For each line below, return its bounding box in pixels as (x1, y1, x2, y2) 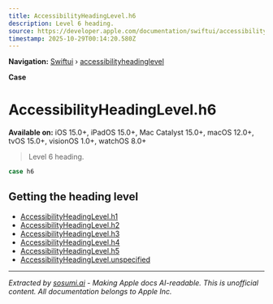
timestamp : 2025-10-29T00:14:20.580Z (8, 34, 136, 43)
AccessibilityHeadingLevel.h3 (19, 229, 120, 238)
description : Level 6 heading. (8, 19, 115, 28)
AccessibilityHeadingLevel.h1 (19, 212, 119, 221)
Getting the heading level (8, 190, 139, 203)
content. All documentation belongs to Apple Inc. (8, 286, 172, 296)
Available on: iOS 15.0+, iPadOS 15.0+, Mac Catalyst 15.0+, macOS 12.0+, (8, 127, 254, 138)
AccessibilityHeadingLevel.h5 (19, 246, 120, 255)
